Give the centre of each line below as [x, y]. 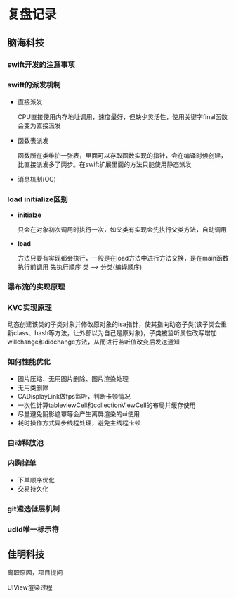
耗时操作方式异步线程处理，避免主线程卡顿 [79, 423]
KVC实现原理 [29, 307]
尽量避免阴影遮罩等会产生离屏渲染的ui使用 [79, 413]
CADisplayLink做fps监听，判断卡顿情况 [74, 396]
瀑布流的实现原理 [36, 287]
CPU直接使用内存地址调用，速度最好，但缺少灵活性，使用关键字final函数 [123, 116]
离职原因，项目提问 [35, 573]
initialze [29, 215]
